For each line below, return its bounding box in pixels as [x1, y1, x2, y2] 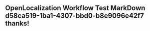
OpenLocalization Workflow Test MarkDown [5, 4, 146, 12]
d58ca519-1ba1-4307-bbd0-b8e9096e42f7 [5, 12, 145, 20]
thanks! [5, 19, 30, 28]
